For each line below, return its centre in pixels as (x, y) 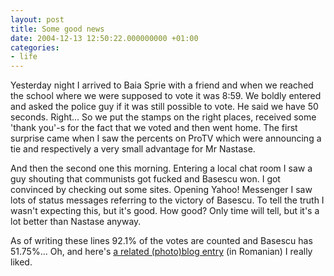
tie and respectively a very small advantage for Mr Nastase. (133, 149)
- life (24, 57)
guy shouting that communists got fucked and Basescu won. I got (145, 179)
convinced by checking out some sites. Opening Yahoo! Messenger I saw (161, 190)
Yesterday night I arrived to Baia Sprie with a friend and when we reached (162, 85)
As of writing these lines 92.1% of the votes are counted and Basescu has (161, 241)
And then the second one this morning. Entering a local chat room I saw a (161, 168)
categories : (35, 47)
